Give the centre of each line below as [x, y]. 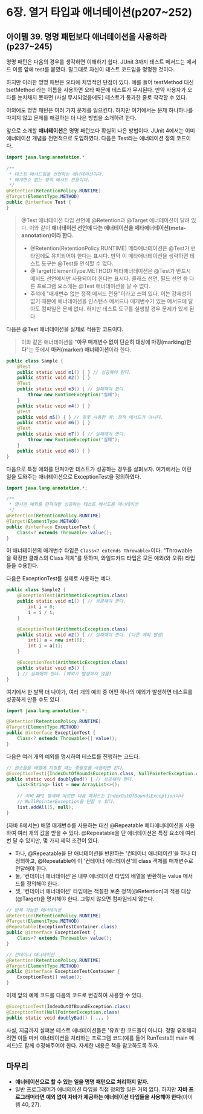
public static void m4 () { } [54, 406]
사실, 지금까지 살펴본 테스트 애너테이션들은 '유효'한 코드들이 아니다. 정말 [91, 1030]
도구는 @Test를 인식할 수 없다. [77, 263]
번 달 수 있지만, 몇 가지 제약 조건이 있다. [53, 840]
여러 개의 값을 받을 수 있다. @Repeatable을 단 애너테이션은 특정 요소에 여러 [106, 833]
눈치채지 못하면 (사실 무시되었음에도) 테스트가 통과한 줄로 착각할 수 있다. [102, 97]
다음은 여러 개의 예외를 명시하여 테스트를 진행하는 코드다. [73, 756]
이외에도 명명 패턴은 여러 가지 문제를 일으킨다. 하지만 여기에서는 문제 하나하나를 [100, 110]
